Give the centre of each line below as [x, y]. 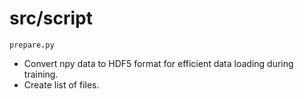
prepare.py [32, 45]
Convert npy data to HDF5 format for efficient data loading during [158, 63]
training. [41, 74]
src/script [51, 18]
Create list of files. [61, 84]
